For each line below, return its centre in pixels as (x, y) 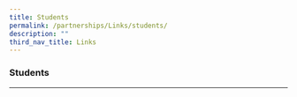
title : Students (39, 17)
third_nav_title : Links (53, 42)
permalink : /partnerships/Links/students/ (88, 26)
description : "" (39, 34)
